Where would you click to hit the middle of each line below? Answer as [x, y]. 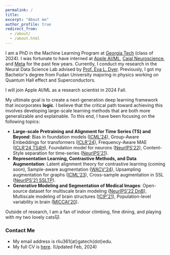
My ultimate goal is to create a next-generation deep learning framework [82, 99]
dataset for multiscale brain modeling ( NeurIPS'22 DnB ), [88, 191]
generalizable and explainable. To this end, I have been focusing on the [80, 116]
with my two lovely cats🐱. [33, 217]
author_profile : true [28, 24]
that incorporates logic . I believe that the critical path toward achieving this [84, 105]
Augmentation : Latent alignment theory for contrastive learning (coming [89, 164]
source [20, 191]
